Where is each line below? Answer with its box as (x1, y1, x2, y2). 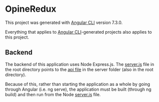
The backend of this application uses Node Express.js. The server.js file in (5, 61, 155, 67)
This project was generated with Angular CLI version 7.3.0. (5, 20, 123, 25)
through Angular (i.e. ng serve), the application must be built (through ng (5, 86, 152, 92)
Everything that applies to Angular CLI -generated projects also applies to (5, 29, 152, 35)
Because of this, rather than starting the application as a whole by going (5, 81, 150, 87)
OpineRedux (5, 3, 56, 15)
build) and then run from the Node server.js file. (5, 91, 101, 97)
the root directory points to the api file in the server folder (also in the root (5, 66, 154, 72)
